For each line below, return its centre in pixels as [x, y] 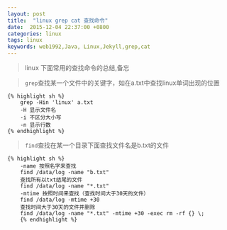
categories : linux [34, 34]
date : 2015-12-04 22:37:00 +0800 [59, 27]
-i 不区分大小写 [41, 117]
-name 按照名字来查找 [48, 166]
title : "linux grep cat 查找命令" [58, 21]
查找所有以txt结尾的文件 [51, 180]
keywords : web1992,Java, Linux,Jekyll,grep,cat [79, 47]
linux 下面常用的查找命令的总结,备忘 [77, 68]
